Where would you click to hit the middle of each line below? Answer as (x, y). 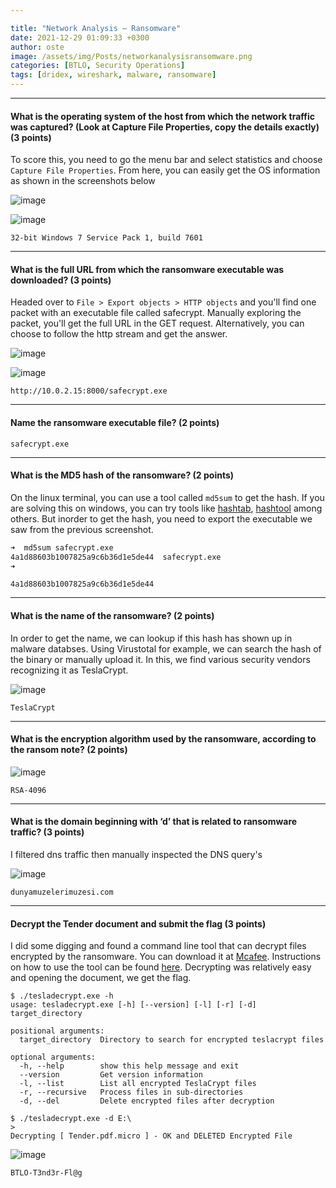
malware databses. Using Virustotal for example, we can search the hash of (166, 648)
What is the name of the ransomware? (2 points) (112, 616)
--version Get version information (111, 1075)
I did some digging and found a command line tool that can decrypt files (158, 946)
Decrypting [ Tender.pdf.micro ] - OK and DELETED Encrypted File (151, 1136)
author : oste (37, 47)
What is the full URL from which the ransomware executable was (147, 269)
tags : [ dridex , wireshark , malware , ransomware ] (113, 75)
